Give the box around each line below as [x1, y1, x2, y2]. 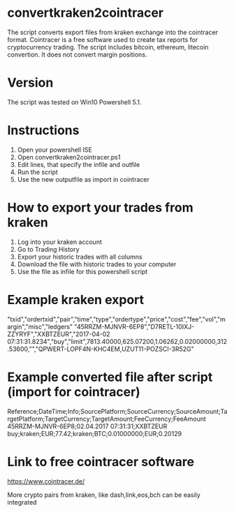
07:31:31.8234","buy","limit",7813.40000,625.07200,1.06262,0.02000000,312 [7, 337, 228, 345]
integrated [7, 498, 37, 506]
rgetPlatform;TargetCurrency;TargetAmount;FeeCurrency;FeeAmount [7, 414, 206, 423]
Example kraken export [7, 291, 145, 308]
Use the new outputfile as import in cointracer [17, 175, 150, 183]
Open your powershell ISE [17, 145, 92, 154]
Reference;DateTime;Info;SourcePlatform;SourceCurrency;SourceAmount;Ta [7, 407, 228, 415]
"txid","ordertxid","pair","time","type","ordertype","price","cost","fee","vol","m [7, 315, 226, 323]
